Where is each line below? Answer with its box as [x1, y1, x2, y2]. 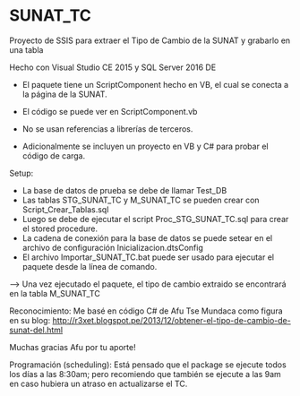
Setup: [9, 168, 34, 178]
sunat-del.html [9, 324, 64, 335]
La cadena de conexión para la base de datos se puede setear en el [21, 232, 273, 243]
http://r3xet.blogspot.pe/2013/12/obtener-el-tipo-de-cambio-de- [52, 314, 291, 325]
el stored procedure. [21, 223, 99, 234]
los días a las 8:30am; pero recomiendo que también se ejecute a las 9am [9, 368, 282, 379]
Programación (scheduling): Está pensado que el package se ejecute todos [9, 359, 287, 370]
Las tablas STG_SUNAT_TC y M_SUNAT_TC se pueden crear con [21, 194, 260, 205]
